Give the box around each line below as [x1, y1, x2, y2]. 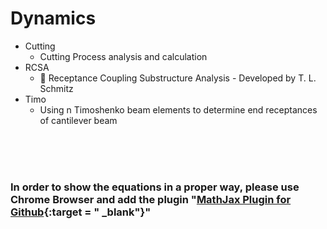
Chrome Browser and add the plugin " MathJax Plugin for [10, 192, 292, 206]
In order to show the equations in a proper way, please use [10, 180, 300, 194]
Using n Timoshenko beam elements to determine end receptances [39, 103, 318, 116]
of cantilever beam [39, 114, 118, 126]
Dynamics [10, 7, 97, 30]
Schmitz [39, 82, 74, 94]
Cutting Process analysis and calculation [39, 50, 208, 62]
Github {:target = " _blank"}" [10, 205, 152, 219]
